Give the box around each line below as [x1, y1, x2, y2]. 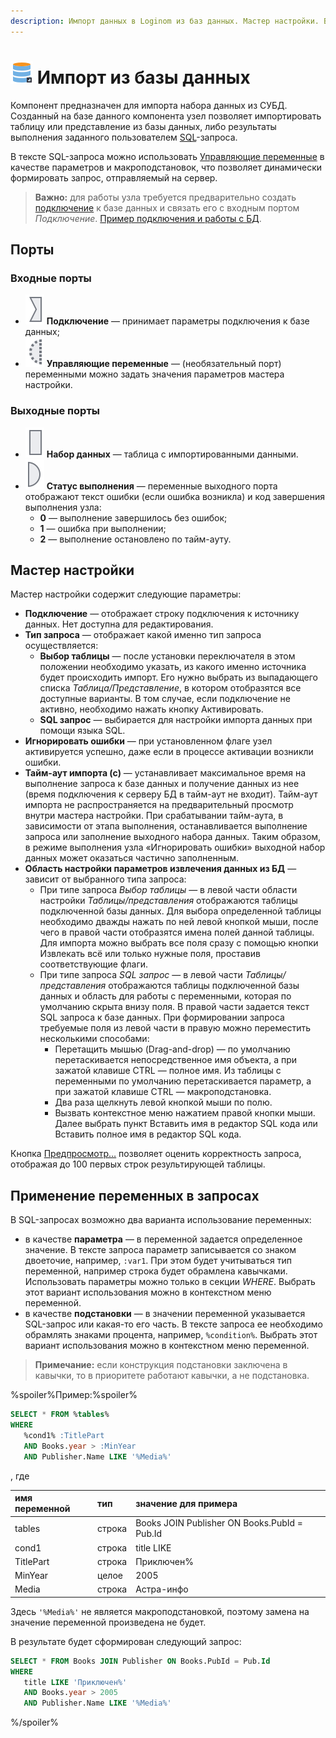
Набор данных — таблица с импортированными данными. [46, 448, 299, 460]
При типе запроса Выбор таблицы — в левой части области [39, 884, 298, 896]
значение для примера [135, 1497, 238, 1509]
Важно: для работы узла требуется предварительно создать [34, 191, 297, 203]
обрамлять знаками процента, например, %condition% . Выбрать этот [24, 1329, 318, 1341]
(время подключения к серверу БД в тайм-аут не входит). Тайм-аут [24, 788, 318, 800]
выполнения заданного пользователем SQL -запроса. [10, 131, 238, 143]
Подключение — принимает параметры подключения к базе [46, 315, 310, 327]
